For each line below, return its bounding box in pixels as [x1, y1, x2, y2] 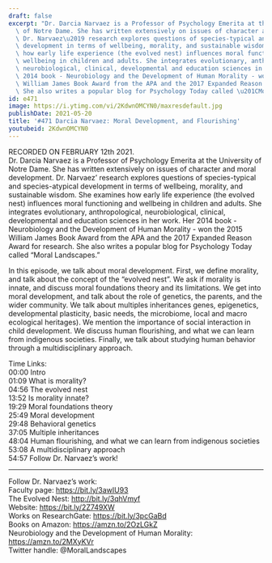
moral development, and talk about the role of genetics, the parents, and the [8, 291, 263, 301]
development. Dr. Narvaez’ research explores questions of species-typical [8, 172, 257, 182]
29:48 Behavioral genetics [8, 418, 96, 429]
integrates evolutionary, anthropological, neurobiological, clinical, [8, 207, 226, 217]
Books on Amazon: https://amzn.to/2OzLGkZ [8, 519, 158, 529]
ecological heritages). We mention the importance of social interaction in [8, 317, 251, 327]
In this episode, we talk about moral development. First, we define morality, [8, 265, 259, 275]
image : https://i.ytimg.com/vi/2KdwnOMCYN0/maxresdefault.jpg [8, 102, 223, 110]
